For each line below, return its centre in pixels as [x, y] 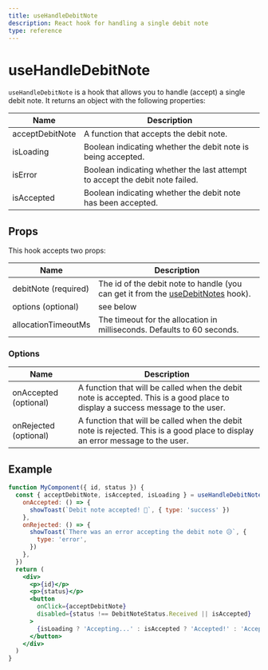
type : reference [35, 30]
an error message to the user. [133, 441]
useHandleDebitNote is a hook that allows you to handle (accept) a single [127, 92]
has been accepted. [120, 203]
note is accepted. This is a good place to [154, 398]
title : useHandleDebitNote [53, 16]
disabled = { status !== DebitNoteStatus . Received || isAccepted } [144, 614]
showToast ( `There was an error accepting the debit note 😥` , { [138, 532]
